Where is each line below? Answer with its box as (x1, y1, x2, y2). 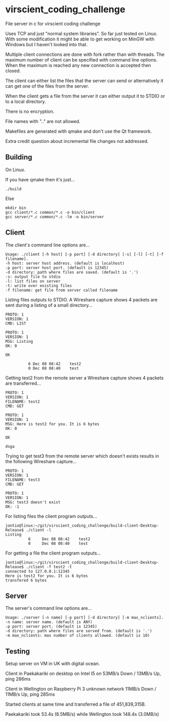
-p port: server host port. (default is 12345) (5, 265, 109, 270)
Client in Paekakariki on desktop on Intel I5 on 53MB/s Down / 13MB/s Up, (5, 670, 161, 677)
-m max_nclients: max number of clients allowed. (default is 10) (5, 633, 150, 638)
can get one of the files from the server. (5, 83, 90, 89)
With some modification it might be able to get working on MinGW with (5, 36, 155, 42)
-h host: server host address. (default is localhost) (5, 260, 125, 266)
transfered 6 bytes (5, 577, 47, 583)
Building (5, 153, 32, 162)
